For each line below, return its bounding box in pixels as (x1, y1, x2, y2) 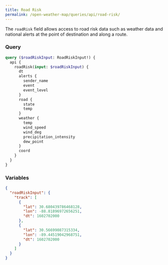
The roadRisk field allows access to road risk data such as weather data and (5, 26, 163, 32)
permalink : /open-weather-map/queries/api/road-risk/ (5, 12, 121, 17)
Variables (5, 174, 29, 181)
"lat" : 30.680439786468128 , (23, 204, 82, 209)
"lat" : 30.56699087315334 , (23, 227, 80, 232)
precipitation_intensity (23, 134, 75, 140)
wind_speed (23, 125, 46, 130)
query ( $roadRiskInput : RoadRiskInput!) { (5, 55, 96, 60)
